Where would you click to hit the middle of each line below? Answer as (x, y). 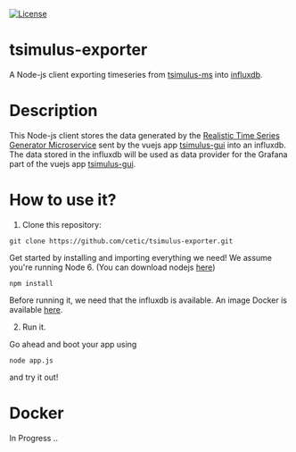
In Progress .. (33, 438)
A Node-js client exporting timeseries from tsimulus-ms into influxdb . (136, 74)
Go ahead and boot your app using (73, 344)
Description (53, 111)
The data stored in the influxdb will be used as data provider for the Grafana (148, 154)
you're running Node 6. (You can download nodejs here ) (112, 267)
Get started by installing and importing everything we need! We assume (140, 257)
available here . (36, 309)
